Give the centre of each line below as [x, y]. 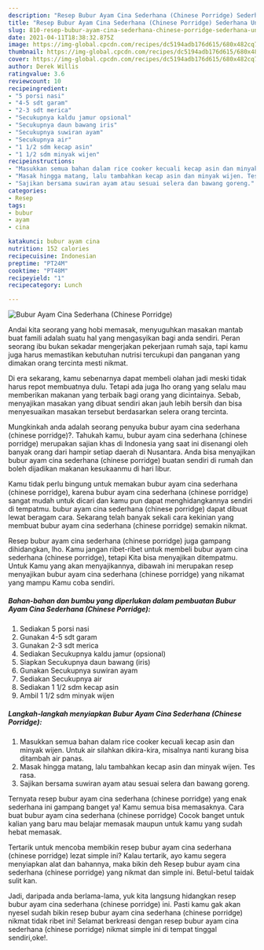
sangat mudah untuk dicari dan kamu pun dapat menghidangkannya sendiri [130, 501]
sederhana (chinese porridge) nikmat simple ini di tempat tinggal [113, 930]
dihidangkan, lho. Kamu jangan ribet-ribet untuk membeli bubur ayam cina [128, 549]
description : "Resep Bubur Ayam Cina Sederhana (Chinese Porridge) [121, 15]
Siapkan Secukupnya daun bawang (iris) [85, 662]
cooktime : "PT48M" [38, 271]
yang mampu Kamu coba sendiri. [62, 583]
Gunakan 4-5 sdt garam [58, 637]
